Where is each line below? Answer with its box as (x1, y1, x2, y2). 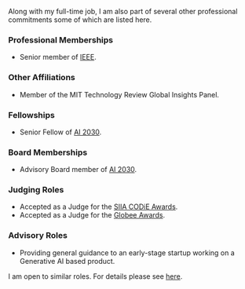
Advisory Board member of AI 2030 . (19, 165, 137, 174)
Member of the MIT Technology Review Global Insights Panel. (19, 90, 220, 99)
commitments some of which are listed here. (8, 15, 152, 24)
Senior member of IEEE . (19, 53, 97, 62)
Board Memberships (8, 147, 88, 158)
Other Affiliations (8, 72, 76, 83)
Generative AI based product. (19, 256, 115, 265)
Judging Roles (8, 185, 64, 196)
